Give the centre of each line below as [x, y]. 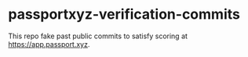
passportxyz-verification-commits [124, 14]
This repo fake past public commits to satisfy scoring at [98, 36]
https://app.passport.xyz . [49, 44]
